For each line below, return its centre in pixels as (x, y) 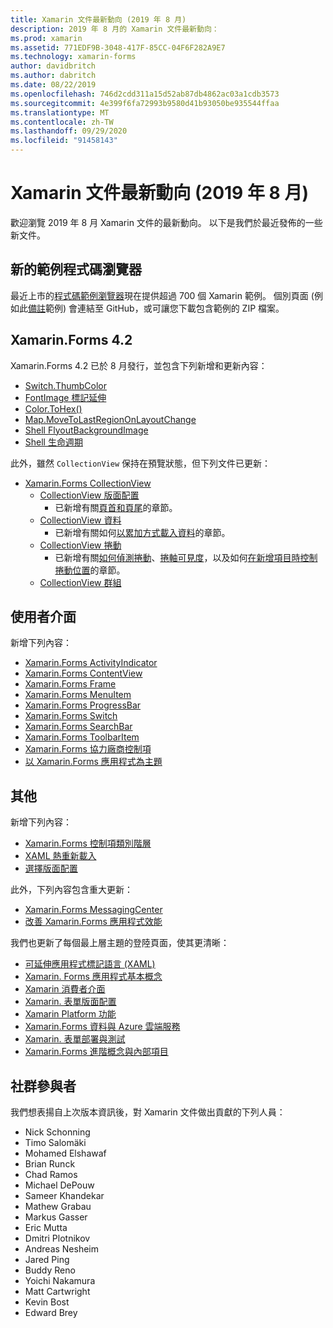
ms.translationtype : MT (60, 112)
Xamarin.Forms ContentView (83, 673)
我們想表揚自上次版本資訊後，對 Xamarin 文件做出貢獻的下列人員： (148, 1112)
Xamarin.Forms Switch (71, 716)
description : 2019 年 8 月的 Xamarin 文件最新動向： (115, 29)
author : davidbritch (53, 66)
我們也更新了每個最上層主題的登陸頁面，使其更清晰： (120, 943)
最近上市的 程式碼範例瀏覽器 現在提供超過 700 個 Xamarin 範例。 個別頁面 (159, 295)
